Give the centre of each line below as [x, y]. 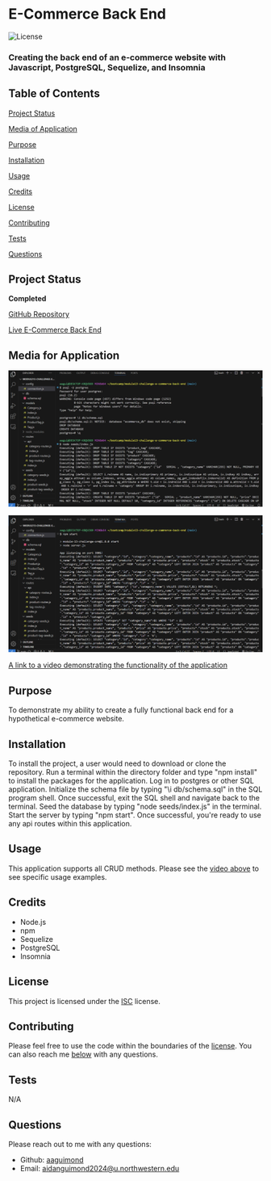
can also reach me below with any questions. [83, 1054]
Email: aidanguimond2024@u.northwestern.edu [100, 1168]
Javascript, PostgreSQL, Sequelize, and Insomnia [107, 67]
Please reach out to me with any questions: [80, 1144]
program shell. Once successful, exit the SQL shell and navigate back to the [134, 798]
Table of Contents [54, 94]
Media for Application [64, 355]
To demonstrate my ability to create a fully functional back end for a [121, 710]
